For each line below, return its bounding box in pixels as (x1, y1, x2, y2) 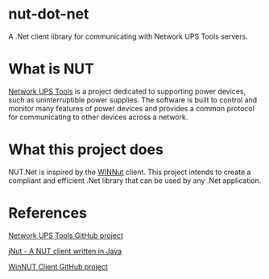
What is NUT (8, 60, 95, 78)
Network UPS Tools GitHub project (8, 231, 123, 240)
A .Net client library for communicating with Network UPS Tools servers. (8, 31, 248, 41)
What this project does (8, 140, 163, 159)
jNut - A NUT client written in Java (8, 246, 122, 256)
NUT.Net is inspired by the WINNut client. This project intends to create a (8, 167, 251, 177)
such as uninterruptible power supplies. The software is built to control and (8, 94, 258, 105)
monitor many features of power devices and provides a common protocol (8, 103, 255, 113)
